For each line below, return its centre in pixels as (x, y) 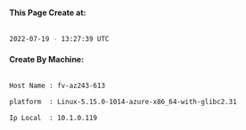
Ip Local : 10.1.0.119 (53, 118)
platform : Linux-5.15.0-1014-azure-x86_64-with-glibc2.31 (123, 102)
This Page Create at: (48, 12)
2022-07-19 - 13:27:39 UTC (59, 39)
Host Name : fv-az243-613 (57, 86)
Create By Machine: (47, 59)
